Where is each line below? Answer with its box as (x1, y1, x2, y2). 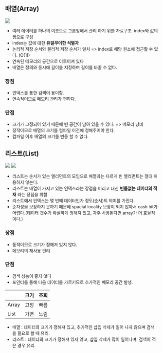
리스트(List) (5, 149, 39, 157)
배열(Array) (5, 4, 39, 13)
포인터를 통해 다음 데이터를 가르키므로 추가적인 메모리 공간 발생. (12, 279, 133, 285)
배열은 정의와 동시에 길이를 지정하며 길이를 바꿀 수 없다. (12, 64, 118, 70)
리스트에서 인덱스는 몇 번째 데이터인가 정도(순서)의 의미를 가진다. (12, 198, 135, 204)
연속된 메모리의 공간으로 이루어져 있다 (12, 58, 84, 64)
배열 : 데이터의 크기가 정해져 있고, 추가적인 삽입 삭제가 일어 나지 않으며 (12, 324, 146, 330)
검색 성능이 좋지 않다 (12, 273, 52, 279)
